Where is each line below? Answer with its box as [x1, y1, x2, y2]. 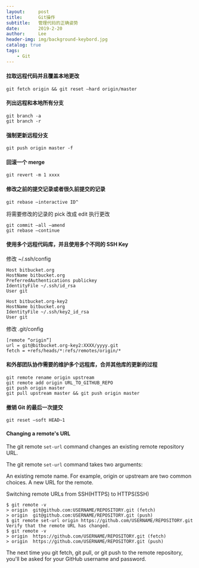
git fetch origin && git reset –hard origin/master [6, 86, 137, 92]
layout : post [6, 8, 49, 15]
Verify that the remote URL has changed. [6, 523, 111, 529]
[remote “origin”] [6, 337, 52, 343]
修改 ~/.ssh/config [6, 255, 51, 262]
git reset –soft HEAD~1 [6, 417, 66, 423]
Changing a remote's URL [6, 429, 71, 437]
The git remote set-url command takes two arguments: [6, 461, 143, 468]
